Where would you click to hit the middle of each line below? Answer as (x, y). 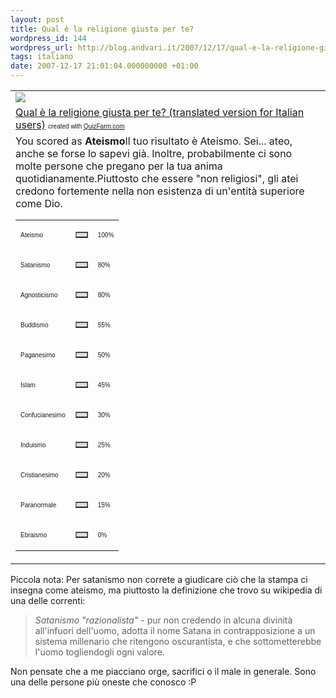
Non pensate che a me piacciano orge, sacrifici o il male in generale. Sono (163, 671)
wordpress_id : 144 (48, 38)
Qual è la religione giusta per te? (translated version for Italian (160, 112)
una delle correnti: (48, 600)
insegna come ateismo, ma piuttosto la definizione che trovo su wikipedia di (166, 590)
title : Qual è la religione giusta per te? (102, 29)
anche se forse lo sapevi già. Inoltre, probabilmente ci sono (154, 153)
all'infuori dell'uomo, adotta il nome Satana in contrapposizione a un (175, 630)
